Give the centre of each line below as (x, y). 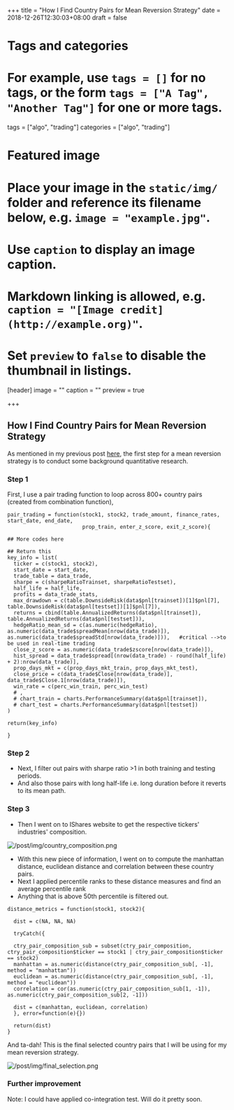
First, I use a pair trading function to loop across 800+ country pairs (105, 494)
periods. (29, 776)
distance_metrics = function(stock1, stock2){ (76, 909)
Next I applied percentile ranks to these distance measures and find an (119, 881)
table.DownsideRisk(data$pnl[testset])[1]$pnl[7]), (84, 607)
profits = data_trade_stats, (56, 594)
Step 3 (19, 809)
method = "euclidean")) (42, 982)
